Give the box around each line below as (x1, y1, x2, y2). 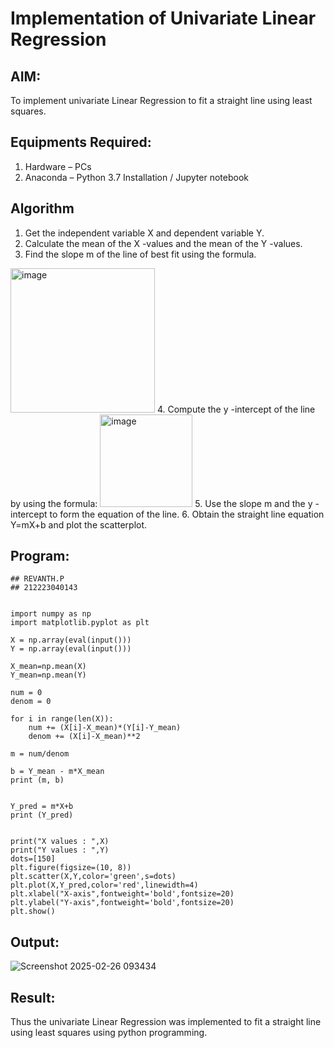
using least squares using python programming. (10, 1027, 208, 1039)
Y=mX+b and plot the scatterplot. (10, 518, 148, 531)
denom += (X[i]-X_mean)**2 (28, 732, 141, 742)
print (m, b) (10, 775, 65, 786)
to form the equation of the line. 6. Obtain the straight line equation (49, 508, 325, 520)
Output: (10, 933, 60, 951)
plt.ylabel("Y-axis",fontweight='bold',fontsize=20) (10, 898, 235, 908)
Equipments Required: (10, 134, 152, 151)
